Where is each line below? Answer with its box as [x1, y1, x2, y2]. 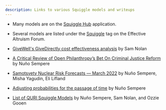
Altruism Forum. [12, 36, 46, 42]
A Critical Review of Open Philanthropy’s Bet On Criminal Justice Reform [12, 55, 161, 61]
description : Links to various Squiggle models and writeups [5, 7, 135, 12]
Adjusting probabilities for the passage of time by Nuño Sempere [12, 85, 146, 91]
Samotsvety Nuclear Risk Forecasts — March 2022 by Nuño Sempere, [12, 70, 157, 76]
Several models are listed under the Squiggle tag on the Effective [12, 30, 146, 36]
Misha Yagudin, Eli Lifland [12, 75, 66, 81]
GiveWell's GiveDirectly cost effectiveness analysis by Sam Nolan [12, 45, 147, 51]
